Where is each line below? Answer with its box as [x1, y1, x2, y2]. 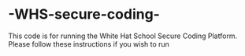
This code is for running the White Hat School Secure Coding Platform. [8, 31, 238, 40]
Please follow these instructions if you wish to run [8, 39, 169, 48]
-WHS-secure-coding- [8, 5, 160, 23]
